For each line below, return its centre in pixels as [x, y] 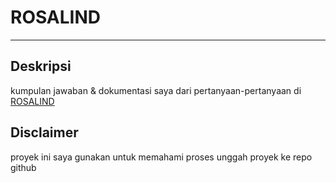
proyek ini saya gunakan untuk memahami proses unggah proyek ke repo [161, 157]
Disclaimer [44, 132]
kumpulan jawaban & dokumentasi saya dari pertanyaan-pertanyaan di [156, 90]
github [23, 167]
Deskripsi [41, 66]
